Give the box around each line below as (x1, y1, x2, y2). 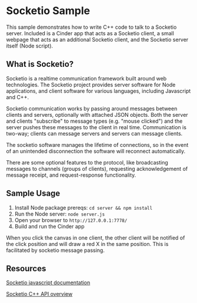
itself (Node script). (6, 42, 54, 49)
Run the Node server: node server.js (14, 210, 105, 217)
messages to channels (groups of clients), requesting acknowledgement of (6, 165, 188, 172)
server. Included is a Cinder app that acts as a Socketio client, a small (6, 29, 175, 36)
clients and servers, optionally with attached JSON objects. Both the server (6, 111, 188, 118)
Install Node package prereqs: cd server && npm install (14, 204, 153, 211)
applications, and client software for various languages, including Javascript (6, 87, 191, 95)
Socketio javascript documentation (6, 279, 91, 286)
